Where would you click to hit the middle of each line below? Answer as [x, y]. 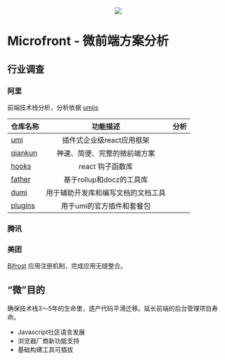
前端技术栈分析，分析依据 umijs [53, 107]
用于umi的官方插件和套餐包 [106, 206]
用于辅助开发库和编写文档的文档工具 [106, 192]
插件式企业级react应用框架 [106, 140]
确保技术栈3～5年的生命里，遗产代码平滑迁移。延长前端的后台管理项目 [110, 308]
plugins [23, 205]
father [21, 179]
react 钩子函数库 [106, 166]
